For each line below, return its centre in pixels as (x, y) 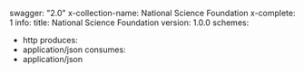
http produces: (50, 40)
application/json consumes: (74, 50)
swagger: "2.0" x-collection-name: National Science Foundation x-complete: (153, 13)
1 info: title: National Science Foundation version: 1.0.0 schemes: (129, 23)
